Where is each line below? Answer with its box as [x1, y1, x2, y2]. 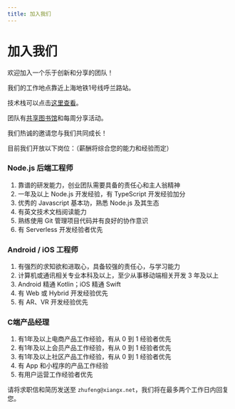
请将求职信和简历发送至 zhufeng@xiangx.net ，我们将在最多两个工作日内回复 [7, 386, 229, 394]
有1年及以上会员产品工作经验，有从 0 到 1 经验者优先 [17, 344, 172, 352]
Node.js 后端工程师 [7, 163, 73, 173]
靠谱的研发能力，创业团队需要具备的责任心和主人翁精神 [17, 181, 180, 189]
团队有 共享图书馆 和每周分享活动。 [7, 113, 108, 122]
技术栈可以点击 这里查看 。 [7, 98, 83, 107]
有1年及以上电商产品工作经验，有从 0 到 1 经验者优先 [17, 335, 172, 344]
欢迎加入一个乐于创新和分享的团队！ [7, 68, 114, 77]
